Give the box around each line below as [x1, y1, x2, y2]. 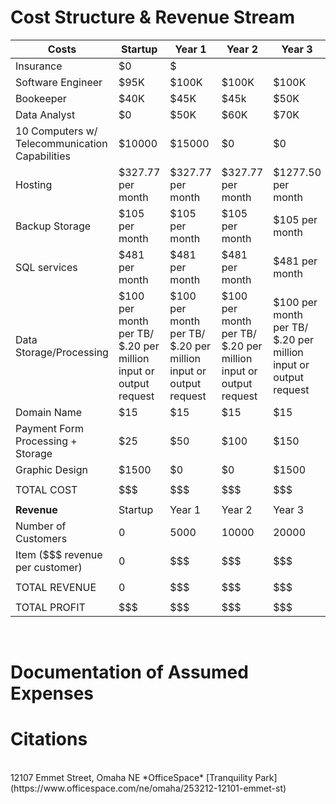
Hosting [15, 177, 53, 191]
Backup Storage [15, 219, 92, 233]
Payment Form [15, 421, 84, 435]
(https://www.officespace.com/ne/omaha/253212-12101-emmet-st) [10, 782, 287, 795]
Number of [15, 519, 67, 533]
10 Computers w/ [15, 124, 98, 138]
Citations [10, 728, 88, 751]
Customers [15, 531, 68, 545]
